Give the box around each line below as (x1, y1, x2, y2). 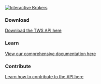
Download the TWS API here (5, 28, 62, 33)
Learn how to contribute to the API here (5, 73, 84, 79)
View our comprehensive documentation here (5, 51, 96, 56)
